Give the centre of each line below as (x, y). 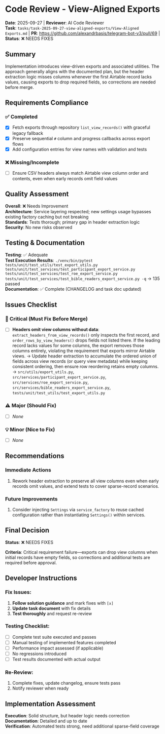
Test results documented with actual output (56, 659)
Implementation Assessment (50, 704)
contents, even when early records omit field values (65, 178)
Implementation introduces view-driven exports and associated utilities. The (82, 66)
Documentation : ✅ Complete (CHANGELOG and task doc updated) (73, 289)
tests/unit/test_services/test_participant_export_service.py (70, 269)
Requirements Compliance (47, 103)
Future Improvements (32, 499)
